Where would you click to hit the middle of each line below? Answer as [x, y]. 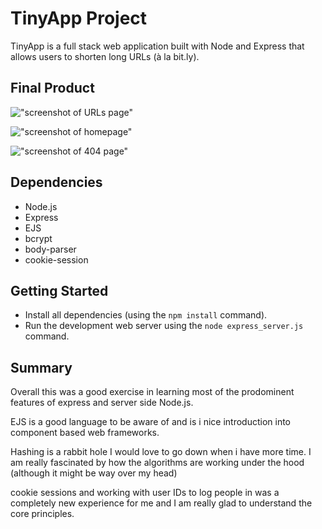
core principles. [42, 514]
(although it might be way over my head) [94, 473]
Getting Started [59, 290]
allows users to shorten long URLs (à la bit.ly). [105, 56]
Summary [41, 367]
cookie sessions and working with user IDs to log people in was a [145, 493]
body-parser [50, 249]
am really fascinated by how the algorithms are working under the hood [157, 463]
